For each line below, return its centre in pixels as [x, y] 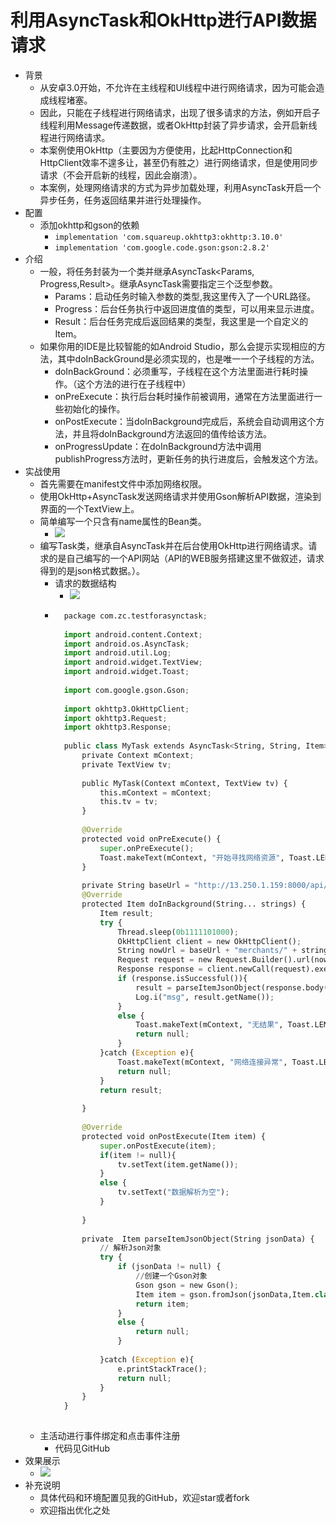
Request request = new [164, 960]
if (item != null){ [138, 1155]
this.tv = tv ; [129, 802]
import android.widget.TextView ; [133, 662]
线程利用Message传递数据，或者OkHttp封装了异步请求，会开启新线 [178, 125]
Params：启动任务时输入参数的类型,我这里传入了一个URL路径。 [185, 296]
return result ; [131, 1090]
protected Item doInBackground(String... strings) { [194, 904]
